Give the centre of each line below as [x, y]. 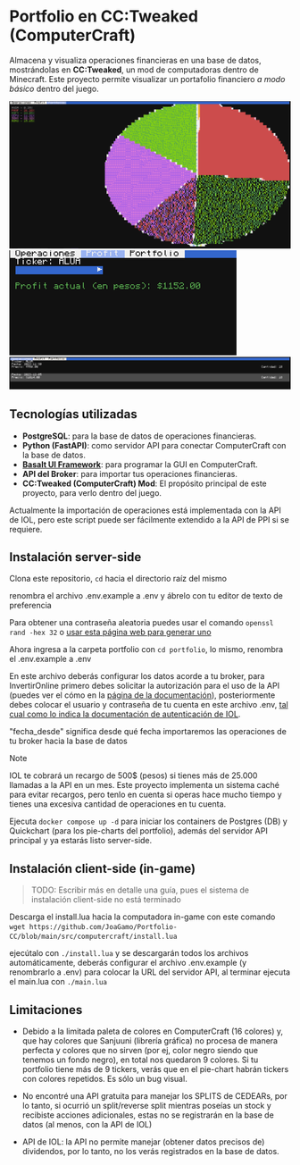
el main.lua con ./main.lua [58, 982]
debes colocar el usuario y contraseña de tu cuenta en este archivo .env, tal [149, 705]
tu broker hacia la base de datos [68, 741]
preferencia [30, 606]
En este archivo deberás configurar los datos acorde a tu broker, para [137, 676]
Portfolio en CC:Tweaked [104, 17]
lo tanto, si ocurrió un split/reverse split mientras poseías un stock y [147, 1106]
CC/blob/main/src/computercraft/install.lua [93, 937]
